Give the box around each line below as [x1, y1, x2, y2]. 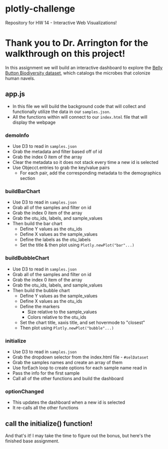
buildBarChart [5, 188, 40, 195]
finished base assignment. [5, 438, 59, 444]
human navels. [5, 75, 35, 81]
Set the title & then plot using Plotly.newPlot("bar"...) [19, 242, 134, 248]
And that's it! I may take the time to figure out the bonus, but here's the [5, 432, 151, 438]
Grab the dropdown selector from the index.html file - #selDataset [12, 354, 149, 360]
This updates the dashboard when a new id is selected [12, 399, 125, 405]
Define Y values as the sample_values [19, 293, 98, 299]
